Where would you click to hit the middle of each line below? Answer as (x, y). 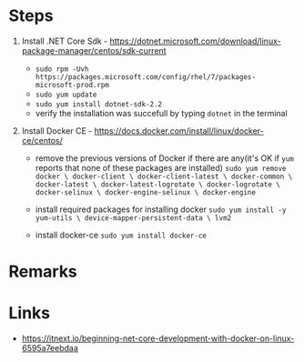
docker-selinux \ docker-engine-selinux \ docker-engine (146, 192)
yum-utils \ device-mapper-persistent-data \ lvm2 (133, 218)
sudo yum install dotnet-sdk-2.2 (99, 104)
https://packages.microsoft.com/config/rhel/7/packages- (146, 77)
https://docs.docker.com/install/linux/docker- (179, 131)
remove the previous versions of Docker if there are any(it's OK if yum (165, 158)
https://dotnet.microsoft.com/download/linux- (195, 41)
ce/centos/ (42, 140)
